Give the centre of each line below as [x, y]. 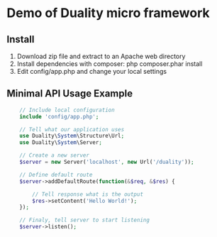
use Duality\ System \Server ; [61, 143]
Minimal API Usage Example [69, 94]
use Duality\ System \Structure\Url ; [72, 136]
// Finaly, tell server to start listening [85, 220]
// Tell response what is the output [88, 194]
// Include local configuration [67, 110]
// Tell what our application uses [72, 129]
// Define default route [56, 175]
